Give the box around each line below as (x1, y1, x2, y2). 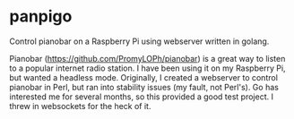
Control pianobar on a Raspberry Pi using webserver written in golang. (9, 36, 270, 47)
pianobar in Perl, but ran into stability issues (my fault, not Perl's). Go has (9, 81, 280, 92)
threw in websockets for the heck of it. (9, 100, 151, 111)
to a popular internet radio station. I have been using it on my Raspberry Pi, (9, 63, 286, 73)
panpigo (9, 6, 73, 27)
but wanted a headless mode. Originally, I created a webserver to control (9, 72, 278, 82)
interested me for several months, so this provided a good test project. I (9, 91, 273, 102)
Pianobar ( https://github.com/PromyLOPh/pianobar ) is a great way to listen (9, 53, 286, 64)
